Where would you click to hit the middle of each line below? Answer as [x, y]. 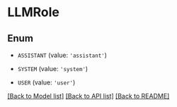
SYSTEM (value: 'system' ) [53, 69]
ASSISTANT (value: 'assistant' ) [62, 55]
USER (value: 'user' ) [46, 82]
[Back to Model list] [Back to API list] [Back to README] [88, 96]
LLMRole [34, 12]
